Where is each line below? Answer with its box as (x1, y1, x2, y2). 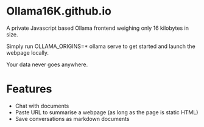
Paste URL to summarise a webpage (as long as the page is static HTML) (15, 108, 199, 116)
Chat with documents (15, 102, 69, 109)
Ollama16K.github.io (6, 4, 111, 18)
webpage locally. (6, 49, 49, 56)
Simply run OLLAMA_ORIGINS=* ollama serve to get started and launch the (6, 43, 196, 50)
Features (6, 82, 52, 96)
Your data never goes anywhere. (6, 61, 88, 68)
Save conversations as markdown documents (15, 115, 130, 122)
